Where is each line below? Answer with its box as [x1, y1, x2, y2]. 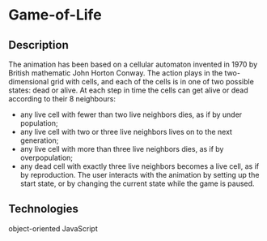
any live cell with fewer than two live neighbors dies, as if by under [19, 110, 243, 119]
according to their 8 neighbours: [8, 94, 116, 103]
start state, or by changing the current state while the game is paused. [19, 179, 255, 188]
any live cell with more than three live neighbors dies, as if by [19, 144, 224, 153]
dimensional [8, 77, 49, 86]
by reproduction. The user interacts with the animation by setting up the [19, 170, 260, 179]
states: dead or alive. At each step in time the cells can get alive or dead [8, 85, 248, 95]
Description [8, 38, 69, 52]
